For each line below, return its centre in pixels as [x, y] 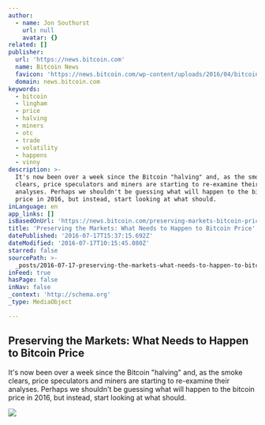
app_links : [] [32, 214]
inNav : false [30, 288]
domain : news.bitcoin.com [58, 81]
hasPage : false [33, 280]
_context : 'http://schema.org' [60, 295]
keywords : [24, 89]
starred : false [33, 250]
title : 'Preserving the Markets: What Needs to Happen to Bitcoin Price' [132, 229]
